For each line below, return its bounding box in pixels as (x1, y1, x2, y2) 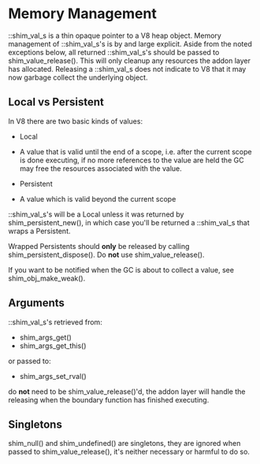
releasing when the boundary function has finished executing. (8, 395, 210, 404)
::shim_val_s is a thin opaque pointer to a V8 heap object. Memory (8, 31, 222, 40)
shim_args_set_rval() (19, 371, 87, 380)
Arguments (8, 296, 65, 310)
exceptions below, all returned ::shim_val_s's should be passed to (8, 47, 220, 57)
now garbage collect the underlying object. (8, 72, 148, 82)
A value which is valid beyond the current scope (19, 194, 176, 203)
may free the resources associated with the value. (19, 163, 183, 173)
